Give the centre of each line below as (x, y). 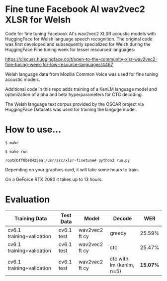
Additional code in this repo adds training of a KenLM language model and (81, 89)
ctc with (119, 259)
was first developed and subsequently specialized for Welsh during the (78, 44)
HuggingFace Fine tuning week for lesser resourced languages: (70, 49)
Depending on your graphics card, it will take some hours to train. (72, 169)
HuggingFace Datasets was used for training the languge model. (71, 109)
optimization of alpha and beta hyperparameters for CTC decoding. (74, 94)
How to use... (33, 130)
